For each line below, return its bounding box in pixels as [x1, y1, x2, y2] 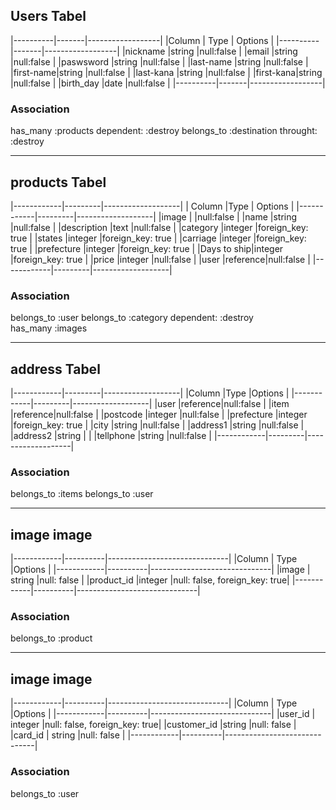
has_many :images [10, 322, 88, 334]
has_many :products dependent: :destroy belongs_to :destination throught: [10, 125, 318, 137]
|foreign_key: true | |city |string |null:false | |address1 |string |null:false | [10, 419, 305, 431]
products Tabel [10, 174, 107, 191]
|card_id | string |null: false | [10, 729, 126, 741]
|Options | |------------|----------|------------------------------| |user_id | [10, 708, 316, 720]
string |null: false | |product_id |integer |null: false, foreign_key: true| [10, 574, 290, 586]
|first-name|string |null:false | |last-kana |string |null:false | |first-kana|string [10, 66, 323, 78]
